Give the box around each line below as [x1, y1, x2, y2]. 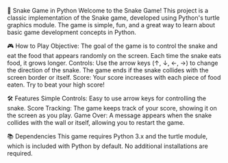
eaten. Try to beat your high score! [7, 80, 105, 89]
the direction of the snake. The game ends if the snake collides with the [7, 66, 209, 74]
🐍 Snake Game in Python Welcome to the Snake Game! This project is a [7, 7, 209, 14]
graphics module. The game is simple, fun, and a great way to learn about [7, 21, 216, 29]
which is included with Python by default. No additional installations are [7, 142, 209, 150]
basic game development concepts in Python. [7, 28, 137, 36]
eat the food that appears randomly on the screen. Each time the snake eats [7, 52, 221, 59]
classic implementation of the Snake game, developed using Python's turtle [7, 14, 220, 22]
